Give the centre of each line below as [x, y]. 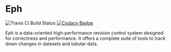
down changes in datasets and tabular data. [52, 43]
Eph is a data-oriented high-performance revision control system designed [84, 33]
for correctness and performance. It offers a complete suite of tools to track [85, 38]
